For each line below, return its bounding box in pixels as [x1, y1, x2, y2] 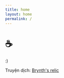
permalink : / [5, 16, 32, 21]
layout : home [5, 12, 32, 17]
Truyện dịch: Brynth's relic [5, 67, 60, 74]
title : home [5, 7, 30, 12]
